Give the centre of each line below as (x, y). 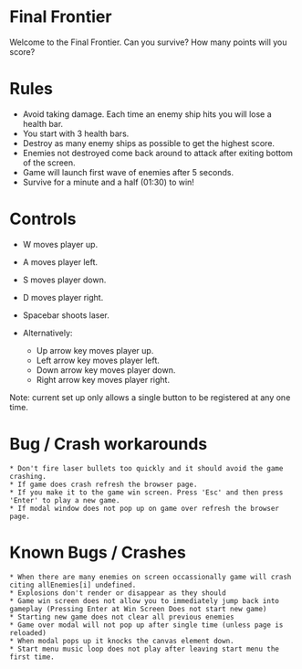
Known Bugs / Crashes (98, 552)
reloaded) (28, 632)
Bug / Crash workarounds (109, 444)
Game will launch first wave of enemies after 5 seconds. (128, 172)
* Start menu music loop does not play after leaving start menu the (145, 649)
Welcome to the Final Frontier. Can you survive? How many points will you (148, 42)
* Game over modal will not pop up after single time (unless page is (146, 625)
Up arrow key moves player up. (95, 350)
